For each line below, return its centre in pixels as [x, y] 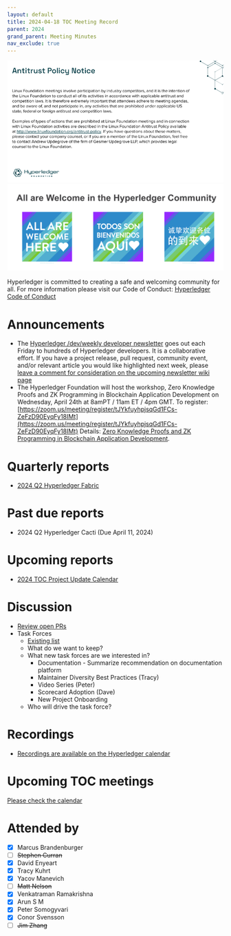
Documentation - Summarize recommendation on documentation [130, 663]
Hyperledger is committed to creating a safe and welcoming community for [113, 282]
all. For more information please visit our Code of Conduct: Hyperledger [109, 289]
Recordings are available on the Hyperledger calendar [93, 753]
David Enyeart [37, 863]
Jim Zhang [32, 925]
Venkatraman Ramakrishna [55, 894]
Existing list [43, 641]
